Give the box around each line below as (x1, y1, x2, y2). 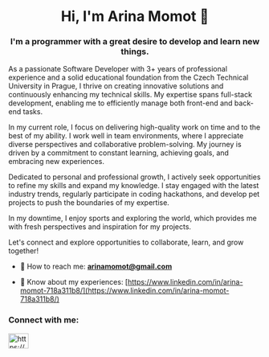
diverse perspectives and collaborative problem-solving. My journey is (8, 140, 243, 150)
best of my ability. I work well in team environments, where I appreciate (8, 131, 244, 141)
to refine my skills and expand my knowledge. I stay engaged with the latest (8, 181, 259, 191)
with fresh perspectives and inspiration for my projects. (8, 222, 191, 232)
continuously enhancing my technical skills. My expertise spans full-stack (8, 90, 253, 100)
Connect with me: (8, 314, 79, 326)
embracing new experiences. (8, 157, 104, 166)
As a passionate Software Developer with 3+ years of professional (8, 64, 227, 74)
